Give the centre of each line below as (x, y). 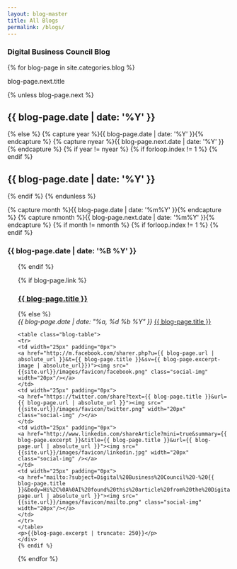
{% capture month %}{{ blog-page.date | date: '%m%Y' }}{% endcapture (114, 210)
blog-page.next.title (36, 81)
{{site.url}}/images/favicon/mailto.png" (79, 502)
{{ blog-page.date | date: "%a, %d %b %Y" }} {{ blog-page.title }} (114, 321)
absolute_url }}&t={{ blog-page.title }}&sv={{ (89, 359)
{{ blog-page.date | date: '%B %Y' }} (72, 251)
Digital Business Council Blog (59, 52)
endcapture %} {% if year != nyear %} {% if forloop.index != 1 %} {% (117, 149)
